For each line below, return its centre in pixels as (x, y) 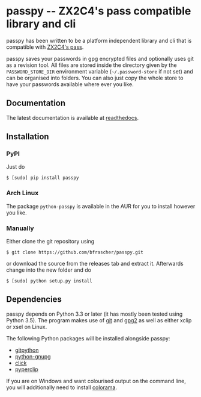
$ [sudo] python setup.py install (49, 281)
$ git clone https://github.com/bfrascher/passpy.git (75, 252)
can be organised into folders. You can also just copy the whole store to (95, 78)
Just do (16, 167)
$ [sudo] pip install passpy (43, 178)
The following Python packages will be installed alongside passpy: (88, 338)
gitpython (27, 350)
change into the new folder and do (49, 270)
